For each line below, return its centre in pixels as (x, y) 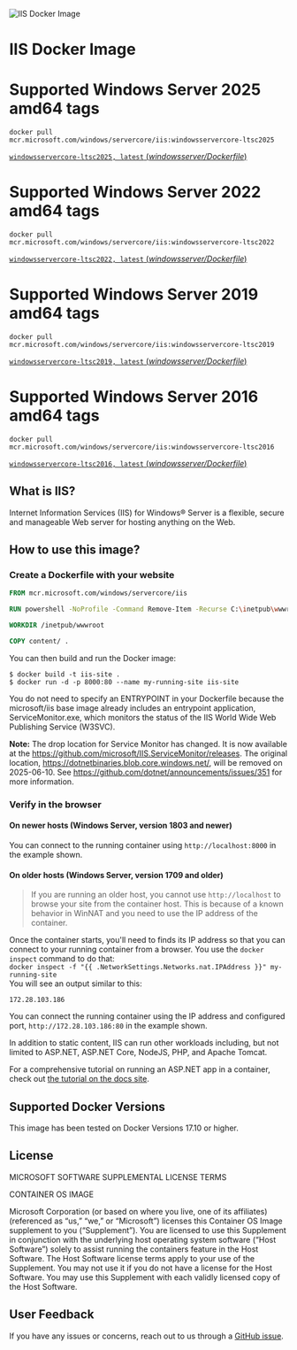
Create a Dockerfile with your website (92, 575)
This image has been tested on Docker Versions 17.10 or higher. (124, 1128)
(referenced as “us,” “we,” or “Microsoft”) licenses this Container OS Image (146, 1221)
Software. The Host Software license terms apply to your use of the (132, 1258)
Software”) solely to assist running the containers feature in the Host (134, 1249)
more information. (42, 781)
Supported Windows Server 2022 (135, 193)
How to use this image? (75, 550)
